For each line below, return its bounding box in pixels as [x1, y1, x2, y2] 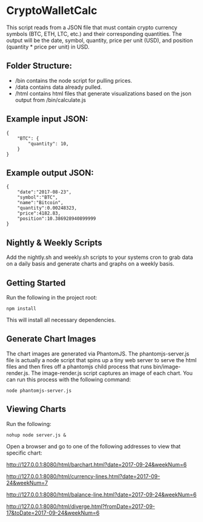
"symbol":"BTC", [17, 194, 59, 201]
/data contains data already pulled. [15, 83, 102, 91]
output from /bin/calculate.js [15, 96, 86, 103]
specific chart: [6, 449, 42, 456]
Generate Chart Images [6, 334, 96, 344]
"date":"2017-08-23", [17, 189, 72, 195]
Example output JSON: [6, 168, 94, 178]
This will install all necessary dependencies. [6, 317, 116, 323]
